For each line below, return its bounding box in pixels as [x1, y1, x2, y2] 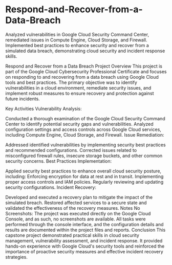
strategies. [5, 254, 28, 260]
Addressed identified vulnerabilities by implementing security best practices [5, 142, 166, 148]
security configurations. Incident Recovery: [5, 184, 96, 190]
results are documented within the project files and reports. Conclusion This [5, 227, 166, 233]
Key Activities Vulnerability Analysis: [5, 105, 82, 112]
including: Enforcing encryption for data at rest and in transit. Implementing [5, 173, 164, 180]
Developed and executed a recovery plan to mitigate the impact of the [5, 194, 153, 200]
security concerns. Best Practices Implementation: [5, 158, 112, 164]
